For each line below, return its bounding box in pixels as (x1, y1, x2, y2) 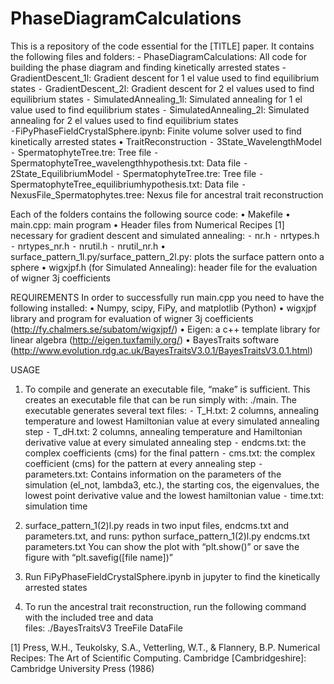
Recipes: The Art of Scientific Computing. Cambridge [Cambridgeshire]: (10, 652, 307, 664)
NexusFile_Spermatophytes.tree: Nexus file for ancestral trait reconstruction (10, 188, 324, 201)
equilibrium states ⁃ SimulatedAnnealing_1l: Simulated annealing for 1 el (10, 93, 303, 105)
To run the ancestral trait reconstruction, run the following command (24, 600, 307, 612)
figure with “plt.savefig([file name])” (24, 551, 173, 563)
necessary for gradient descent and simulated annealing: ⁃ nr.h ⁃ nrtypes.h (10, 229, 320, 241)
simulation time (24, 500, 88, 512)
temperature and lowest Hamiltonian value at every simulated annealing (24, 415, 320, 427)
